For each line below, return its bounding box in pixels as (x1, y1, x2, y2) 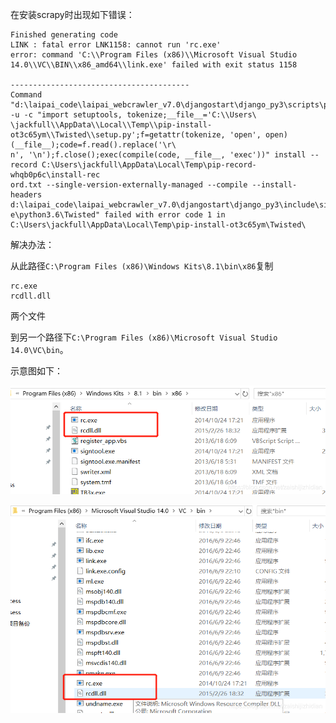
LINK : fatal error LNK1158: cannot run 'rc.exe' (10, 40, 222, 50)
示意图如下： (10, 365, 63, 377)
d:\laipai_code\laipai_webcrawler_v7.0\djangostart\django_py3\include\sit (10, 200, 333, 210)
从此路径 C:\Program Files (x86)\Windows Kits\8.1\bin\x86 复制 (10, 260, 274, 272)
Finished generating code (10, 30, 118, 40)
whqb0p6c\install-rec (10, 170, 101, 180)
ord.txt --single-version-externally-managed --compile (10, 180, 248, 190)
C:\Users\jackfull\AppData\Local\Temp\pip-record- (41, 160, 257, 170)
